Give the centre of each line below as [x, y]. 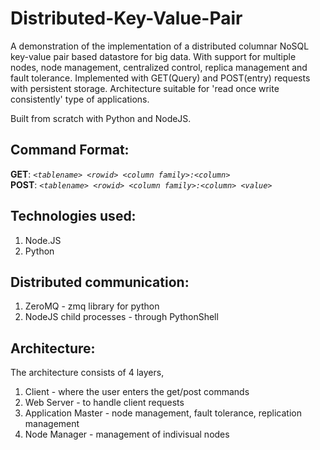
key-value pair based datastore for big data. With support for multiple [153, 56]
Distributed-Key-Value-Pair [126, 18]
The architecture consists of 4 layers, [87, 373]
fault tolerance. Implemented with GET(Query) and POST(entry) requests [160, 78]
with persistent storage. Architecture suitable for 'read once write [145, 88]
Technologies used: [73, 216]
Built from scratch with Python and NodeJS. [101, 118]
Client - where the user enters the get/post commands [137, 392]
